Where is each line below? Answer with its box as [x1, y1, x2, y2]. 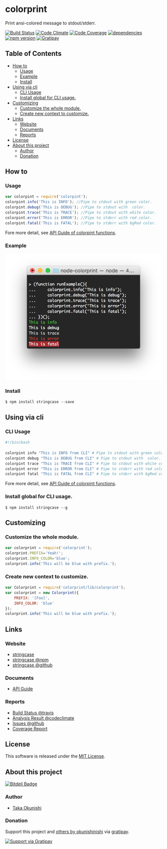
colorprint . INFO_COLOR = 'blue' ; [5, 556, 70, 561]
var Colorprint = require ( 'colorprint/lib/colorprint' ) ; [5, 585, 126, 590]
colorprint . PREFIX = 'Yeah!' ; [5, 551, 64, 556]
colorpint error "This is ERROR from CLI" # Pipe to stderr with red [5, 466, 153, 471]
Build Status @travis [12, 710, 54, 716]
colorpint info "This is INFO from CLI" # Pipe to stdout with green [5, 450, 153, 455]
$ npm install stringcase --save [5, 399, 75, 405]
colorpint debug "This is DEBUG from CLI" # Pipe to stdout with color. [5, 456, 162, 461]
